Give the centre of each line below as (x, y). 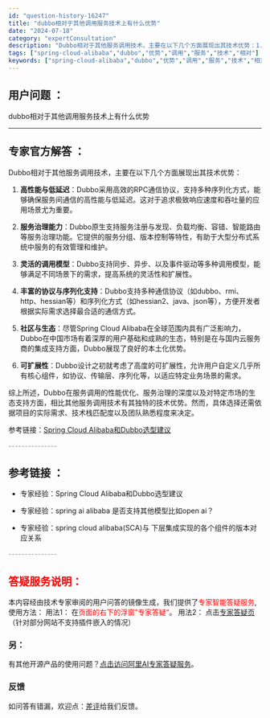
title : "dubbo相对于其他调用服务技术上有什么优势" (84, 23)
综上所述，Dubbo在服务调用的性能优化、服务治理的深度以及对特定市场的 (129, 392)
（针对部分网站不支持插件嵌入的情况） (72, 622)
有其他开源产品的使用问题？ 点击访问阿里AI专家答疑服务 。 (103, 664)
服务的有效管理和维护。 (73, 247)
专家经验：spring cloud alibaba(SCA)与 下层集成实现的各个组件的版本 (135, 528)
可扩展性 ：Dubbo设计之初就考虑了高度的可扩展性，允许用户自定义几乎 (137, 365)
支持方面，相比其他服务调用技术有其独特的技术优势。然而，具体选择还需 (135, 402)
